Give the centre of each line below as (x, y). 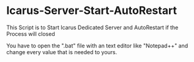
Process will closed (31, 33)
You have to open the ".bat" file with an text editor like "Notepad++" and (97, 46)
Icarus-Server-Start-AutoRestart (92, 11)
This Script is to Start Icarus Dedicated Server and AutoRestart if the (92, 27)
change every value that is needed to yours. (62, 52)
